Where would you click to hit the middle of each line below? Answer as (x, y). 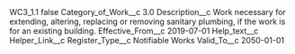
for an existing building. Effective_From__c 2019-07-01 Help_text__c (134, 31)
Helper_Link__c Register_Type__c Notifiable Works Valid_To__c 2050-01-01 (147, 40)
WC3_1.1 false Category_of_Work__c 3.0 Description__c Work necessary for (147, 12)
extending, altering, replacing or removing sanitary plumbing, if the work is (147, 21)
